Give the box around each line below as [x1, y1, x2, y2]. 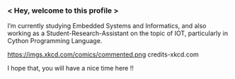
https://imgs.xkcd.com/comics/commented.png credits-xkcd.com [7, 50, 200, 59]
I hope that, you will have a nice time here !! [7, 64, 134, 73]
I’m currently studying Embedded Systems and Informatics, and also [7, 22, 207, 30]
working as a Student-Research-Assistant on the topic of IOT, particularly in [7, 29, 229, 37]
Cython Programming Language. [7, 37, 103, 45]
